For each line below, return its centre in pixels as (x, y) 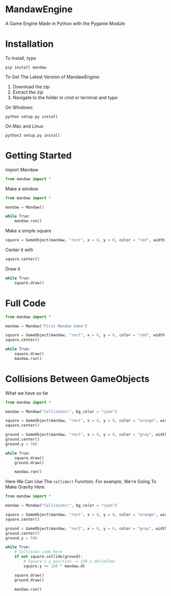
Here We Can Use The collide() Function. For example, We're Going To (81, 482)
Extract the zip (28, 92)
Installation (30, 44)
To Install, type (21, 58)
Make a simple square (28, 231)
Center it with (20, 250)
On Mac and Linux (24, 126)
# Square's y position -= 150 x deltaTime (69, 561)
